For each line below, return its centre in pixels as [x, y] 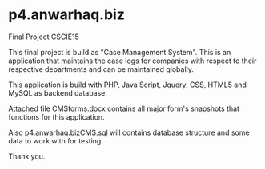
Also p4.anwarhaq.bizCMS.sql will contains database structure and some [129, 132]
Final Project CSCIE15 [44, 37]
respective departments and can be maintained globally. [101, 69]
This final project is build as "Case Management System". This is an [120, 52]
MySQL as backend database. [58, 92]
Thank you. [27, 156]
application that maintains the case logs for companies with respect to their [132, 61]
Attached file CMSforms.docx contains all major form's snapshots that [124, 108]
